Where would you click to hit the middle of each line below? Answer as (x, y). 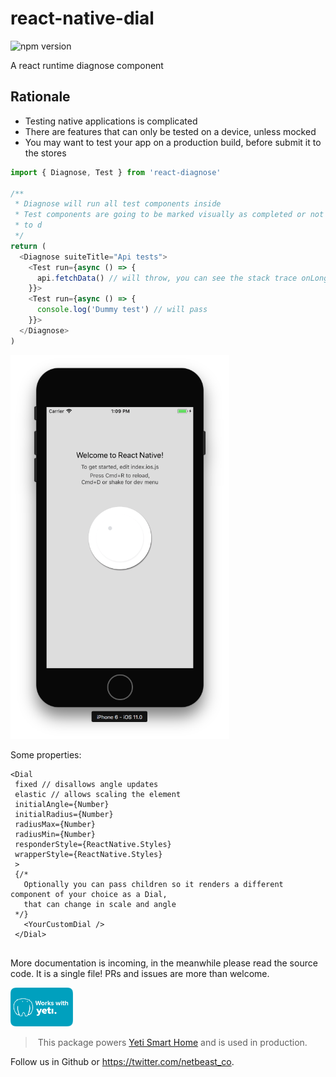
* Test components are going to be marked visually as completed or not (169, 215)
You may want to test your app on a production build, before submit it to (173, 142)
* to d (28, 225)
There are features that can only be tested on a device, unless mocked (170, 131)
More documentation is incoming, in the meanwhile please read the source (164, 963)
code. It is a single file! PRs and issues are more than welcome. (140, 973)
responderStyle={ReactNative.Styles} (93, 844)
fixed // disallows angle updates (86, 784)
